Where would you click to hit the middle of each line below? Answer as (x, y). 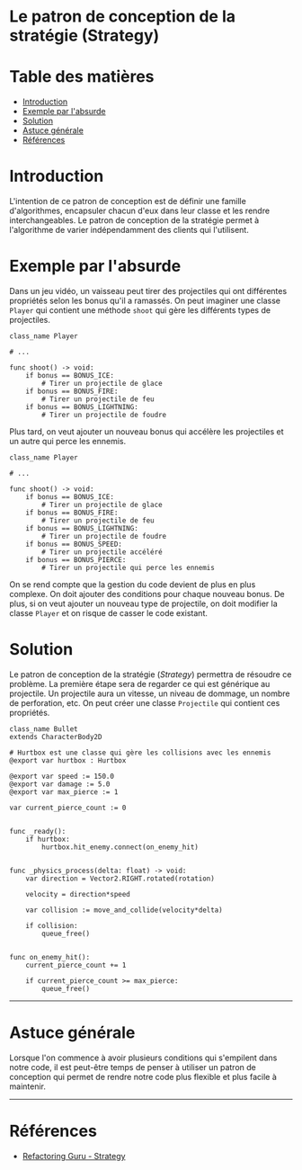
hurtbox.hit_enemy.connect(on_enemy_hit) (120, 847)
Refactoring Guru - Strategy (74, 1156)
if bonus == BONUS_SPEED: (74, 544)
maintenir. (28, 1086)
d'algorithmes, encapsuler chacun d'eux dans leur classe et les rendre (140, 211)
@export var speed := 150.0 (62, 776)
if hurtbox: (48, 839)
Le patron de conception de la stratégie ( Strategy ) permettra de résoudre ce (151, 674)
